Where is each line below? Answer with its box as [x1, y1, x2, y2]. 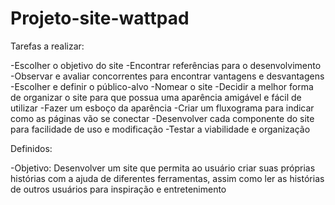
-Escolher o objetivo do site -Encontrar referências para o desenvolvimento [10, 59, 322, 71]
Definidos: [10, 142, 53, 154]
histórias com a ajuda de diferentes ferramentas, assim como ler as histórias [10, 172, 325, 184]
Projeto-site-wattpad [10, 7, 190, 30]
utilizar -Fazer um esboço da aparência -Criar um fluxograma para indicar [10, 102, 315, 114]
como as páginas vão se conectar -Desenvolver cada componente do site [10, 112, 315, 124]
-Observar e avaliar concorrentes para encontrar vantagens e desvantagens [10, 70, 325, 82]
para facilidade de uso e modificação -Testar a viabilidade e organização [10, 123, 311, 135]
